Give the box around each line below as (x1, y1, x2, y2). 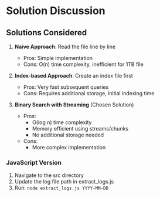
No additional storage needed (32, 131, 104, 138)
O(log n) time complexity (32, 119, 92, 126)
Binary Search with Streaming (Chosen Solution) (14, 101, 134, 108)
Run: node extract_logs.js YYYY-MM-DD (14, 184, 109, 192)
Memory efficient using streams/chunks (32, 125, 129, 132)
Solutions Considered (6, 28, 87, 38)
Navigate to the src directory (14, 172, 84, 179)
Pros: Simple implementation (23, 55, 93, 61)
